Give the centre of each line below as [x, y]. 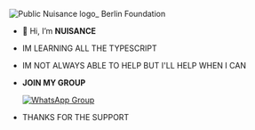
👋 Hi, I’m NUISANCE [59, 31]
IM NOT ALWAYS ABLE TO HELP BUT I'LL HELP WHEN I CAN [134, 65]
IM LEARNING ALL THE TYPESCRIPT [89, 48]
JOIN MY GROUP [54, 83]
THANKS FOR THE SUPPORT [76, 117]
